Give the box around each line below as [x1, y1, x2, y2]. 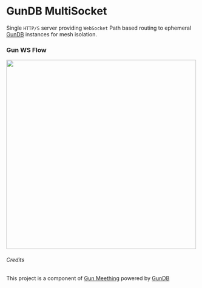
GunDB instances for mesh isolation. [6, 30, 98, 38]
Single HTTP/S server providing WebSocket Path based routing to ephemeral [6, 24, 192, 31]
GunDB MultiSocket [6, 4, 107, 18]
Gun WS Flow [6, 45, 47, 54]
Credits [6, 256, 25, 263]
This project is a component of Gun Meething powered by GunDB [6, 275, 170, 282]
